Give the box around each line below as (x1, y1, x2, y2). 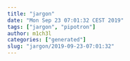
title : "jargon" (7, 10, 55, 18)
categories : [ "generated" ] (7, 36, 86, 43)
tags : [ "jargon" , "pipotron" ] (7, 23, 96, 30)
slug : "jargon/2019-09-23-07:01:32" (7, 43, 115, 50)
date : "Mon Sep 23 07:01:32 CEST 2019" (7, 17, 124, 24)
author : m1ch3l (7, 29, 52, 37)
